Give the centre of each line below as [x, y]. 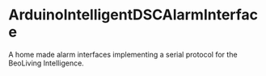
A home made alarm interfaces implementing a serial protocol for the [123, 54]
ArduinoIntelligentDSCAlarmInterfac [133, 15]
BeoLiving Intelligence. [46, 63]
